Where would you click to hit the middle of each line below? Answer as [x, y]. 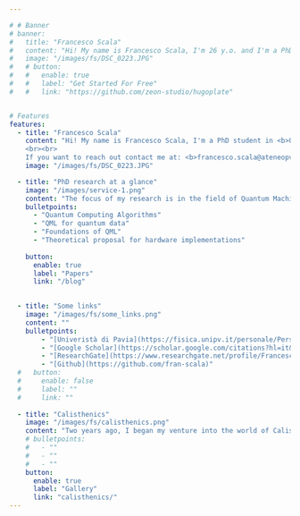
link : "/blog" [59, 282]
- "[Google [62, 348]
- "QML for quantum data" [81, 224]
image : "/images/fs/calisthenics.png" [97, 423]
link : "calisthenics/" [75, 497]
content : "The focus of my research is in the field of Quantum [147, 199]
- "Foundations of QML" [77, 232]
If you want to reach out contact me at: [103, 157]
